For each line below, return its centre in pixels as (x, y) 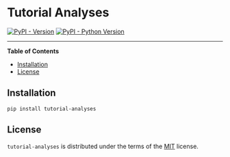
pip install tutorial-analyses (52, 109)
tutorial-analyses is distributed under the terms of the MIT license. (103, 146)
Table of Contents (33, 51)
